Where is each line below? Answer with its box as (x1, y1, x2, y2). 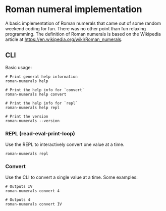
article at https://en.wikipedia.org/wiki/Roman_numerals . (5, 36, 123, 42)
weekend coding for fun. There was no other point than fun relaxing (5, 25, 146, 31)
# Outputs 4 (5, 197, 30, 202)
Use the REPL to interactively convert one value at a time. (5, 141, 125, 147)
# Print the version (5, 114, 49, 119)
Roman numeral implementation (5, 4, 142, 15)
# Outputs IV (5, 184, 33, 189)
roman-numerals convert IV (5, 202, 62, 207)
